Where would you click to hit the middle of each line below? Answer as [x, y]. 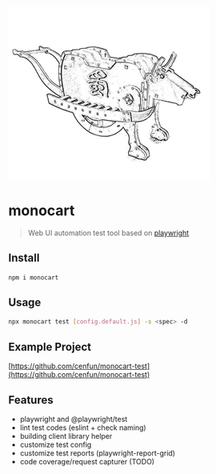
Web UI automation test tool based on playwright [108, 233]
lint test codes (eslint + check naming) [83, 428]
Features [31, 400]
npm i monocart [34, 277]
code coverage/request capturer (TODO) [87, 461]
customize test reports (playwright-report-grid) [98, 453]
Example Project [50, 347]
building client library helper [66, 436]
